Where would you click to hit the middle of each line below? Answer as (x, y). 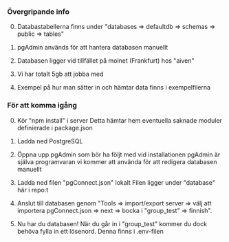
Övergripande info (39, 12)
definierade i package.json (55, 128)
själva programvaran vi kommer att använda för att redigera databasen (117, 161)
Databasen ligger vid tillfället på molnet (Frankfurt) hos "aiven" (106, 61)
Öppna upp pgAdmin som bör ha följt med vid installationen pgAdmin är (119, 154)
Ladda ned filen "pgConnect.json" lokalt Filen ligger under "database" (116, 182)
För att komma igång (42, 105)
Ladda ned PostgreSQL (50, 141)
